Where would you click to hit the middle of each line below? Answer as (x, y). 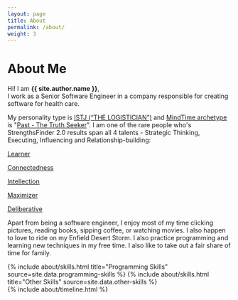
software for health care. (44, 104)
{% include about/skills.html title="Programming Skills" (88, 267)
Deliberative (25, 209)
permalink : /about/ (36, 27)
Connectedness (31, 168)
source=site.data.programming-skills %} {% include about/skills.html (108, 274)
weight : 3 (22, 34)
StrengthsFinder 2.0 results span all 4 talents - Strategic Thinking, (104, 133)
